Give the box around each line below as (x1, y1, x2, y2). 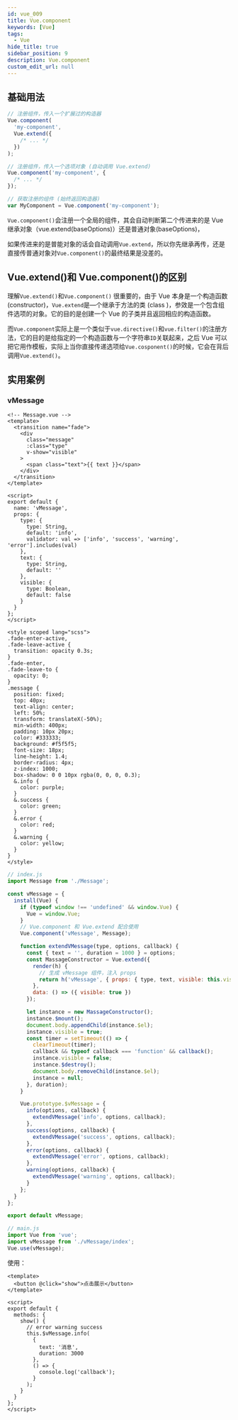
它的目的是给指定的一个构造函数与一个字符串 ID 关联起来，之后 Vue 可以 (19, 333, 228, 341)
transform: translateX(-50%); (13, 716, 103, 723)
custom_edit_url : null (7, 63, 74, 70)
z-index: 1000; (13, 766, 59, 773)
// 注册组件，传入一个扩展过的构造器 (7, 111, 101, 118)
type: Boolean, (25, 585, 72, 593)
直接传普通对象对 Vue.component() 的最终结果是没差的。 (7, 248, 167, 257)
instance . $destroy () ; (33, 1062, 97, 1069)
